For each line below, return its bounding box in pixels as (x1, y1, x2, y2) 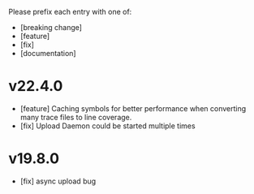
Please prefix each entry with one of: (8, 7, 132, 16)
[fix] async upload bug (19, 176, 97, 186)
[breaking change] (19, 23, 83, 32)
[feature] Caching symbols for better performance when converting (19, 103, 247, 113)
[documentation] (19, 49, 76, 58)
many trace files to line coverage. (19, 112, 132, 122)
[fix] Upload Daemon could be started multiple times (19, 121, 196, 131)
